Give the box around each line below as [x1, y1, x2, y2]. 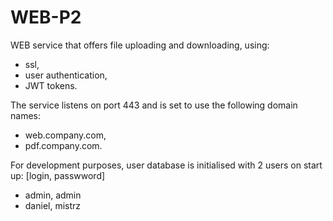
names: [10, 109, 41, 121]
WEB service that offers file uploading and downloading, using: [10, 39, 270, 51]
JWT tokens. [24, 79, 78, 91]
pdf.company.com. [24, 139, 103, 151]
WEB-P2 [10, 6, 82, 29]
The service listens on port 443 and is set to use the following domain [10, 99, 298, 111]
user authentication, [24, 69, 108, 81]
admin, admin [24, 189, 82, 201]
